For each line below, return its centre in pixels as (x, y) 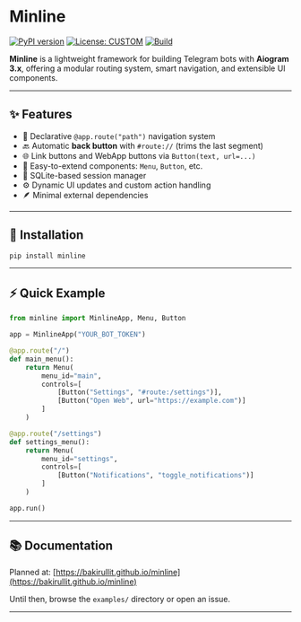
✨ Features (41, 114)
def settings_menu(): (50, 442)
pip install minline (48, 256)
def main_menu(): (42, 359)
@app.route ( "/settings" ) (56, 434)
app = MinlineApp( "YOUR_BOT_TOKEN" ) (77, 335)
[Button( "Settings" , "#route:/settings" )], (139, 392)
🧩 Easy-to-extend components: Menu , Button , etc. (112, 166)
